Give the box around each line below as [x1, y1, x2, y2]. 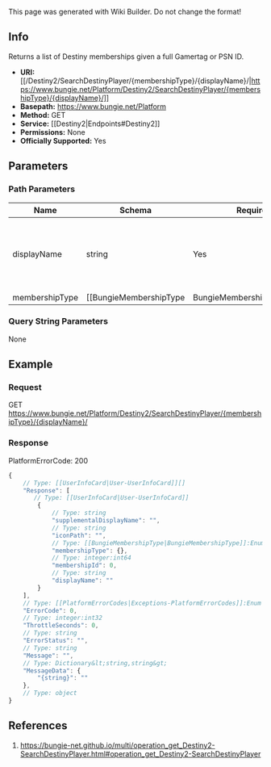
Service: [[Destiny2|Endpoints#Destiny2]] [19, 119, 161, 128]
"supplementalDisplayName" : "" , [51, 517, 161, 525]
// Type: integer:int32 [23, 614, 103, 622]
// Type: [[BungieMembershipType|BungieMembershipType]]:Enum [51, 539, 265, 547]
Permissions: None [19, 127, 86, 136]
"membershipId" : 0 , [51, 561, 117, 570]
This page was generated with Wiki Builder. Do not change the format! [8, 7, 242, 16]
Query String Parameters [8, 316, 109, 327]
